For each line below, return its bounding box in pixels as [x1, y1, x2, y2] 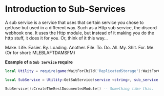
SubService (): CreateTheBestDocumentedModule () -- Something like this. [5, 86, 154, 91]
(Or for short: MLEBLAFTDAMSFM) [5, 50, 76, 56]
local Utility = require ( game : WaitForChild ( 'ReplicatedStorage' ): [5, 68, 143, 74]
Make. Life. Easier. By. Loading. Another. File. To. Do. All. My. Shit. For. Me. [5, 44, 155, 50]
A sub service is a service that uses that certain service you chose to [5, 19, 144, 25]
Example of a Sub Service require [5, 59, 73, 65]
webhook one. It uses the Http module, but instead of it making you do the [5, 30, 155, 36]
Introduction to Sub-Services [5, 3, 126, 15]
